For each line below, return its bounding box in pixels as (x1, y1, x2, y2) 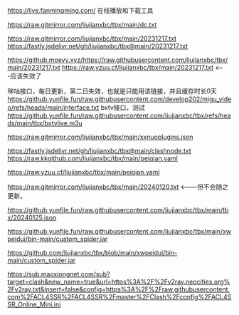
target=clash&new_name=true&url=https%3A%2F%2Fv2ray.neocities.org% (7, 277, 230, 286)
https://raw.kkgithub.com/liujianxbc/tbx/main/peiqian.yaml (7, 154, 178, 162)
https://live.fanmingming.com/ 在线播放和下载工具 (7, 6, 154, 14)
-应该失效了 (7, 72, 42, 80)
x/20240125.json (7, 213, 57, 222)
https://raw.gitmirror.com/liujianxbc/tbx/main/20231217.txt (7, 34, 176, 43)
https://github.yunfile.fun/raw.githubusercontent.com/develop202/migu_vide (7, 95, 232, 103)
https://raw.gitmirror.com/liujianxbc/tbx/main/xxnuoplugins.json (7, 133, 193, 141)
